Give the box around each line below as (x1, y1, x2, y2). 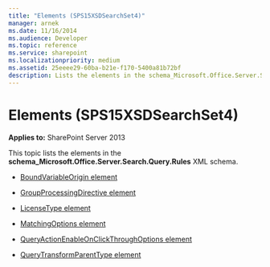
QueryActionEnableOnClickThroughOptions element (19, 234, 193, 244)
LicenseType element (19, 203, 91, 212)
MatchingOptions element (19, 218, 106, 229)
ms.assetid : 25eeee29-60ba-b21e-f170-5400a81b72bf (8, 64, 182, 72)
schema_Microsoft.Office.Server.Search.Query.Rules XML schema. (8, 156, 239, 166)
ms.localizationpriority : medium (8, 57, 121, 65)
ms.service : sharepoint (8, 49, 88, 57)
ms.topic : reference (8, 42, 78, 50)
